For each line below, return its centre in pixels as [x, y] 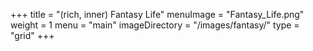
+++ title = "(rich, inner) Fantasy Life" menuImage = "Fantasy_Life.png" [157, 14]
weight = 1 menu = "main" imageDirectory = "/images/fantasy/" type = [155, 25]
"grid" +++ [32, 35]
